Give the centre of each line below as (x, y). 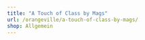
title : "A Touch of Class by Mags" (58, 13)
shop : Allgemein (30, 26)
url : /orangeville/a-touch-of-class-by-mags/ (72, 20)
